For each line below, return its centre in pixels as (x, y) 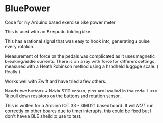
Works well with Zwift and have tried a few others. (56, 81)
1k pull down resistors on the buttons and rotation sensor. (63, 96)
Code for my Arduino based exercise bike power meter (60, 22)
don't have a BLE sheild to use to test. (43, 116)
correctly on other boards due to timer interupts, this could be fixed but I (78, 111)
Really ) (13, 71)
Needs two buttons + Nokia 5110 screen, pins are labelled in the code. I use (81, 91)
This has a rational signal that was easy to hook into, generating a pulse (77, 41)
